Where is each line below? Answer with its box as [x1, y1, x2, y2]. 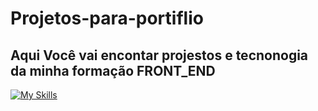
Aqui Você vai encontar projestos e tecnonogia [10, 47, 309, 64]
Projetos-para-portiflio [10, 7, 204, 30]
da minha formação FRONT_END [10, 62, 216, 79]
